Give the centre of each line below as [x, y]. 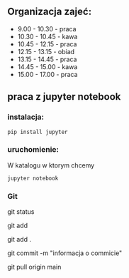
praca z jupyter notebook [64, 97]
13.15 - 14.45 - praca [47, 59]
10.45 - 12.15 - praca [47, 44]
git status [21, 212]
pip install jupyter [38, 132]
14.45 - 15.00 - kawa [47, 66]
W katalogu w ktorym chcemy [51, 165]
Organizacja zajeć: [50, 12]
